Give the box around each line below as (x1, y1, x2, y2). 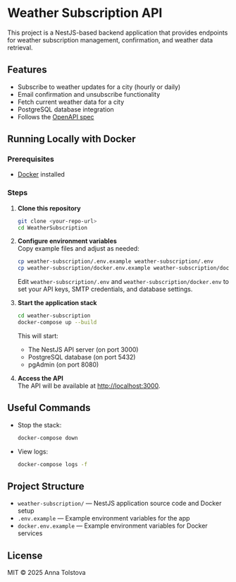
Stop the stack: (17, 420, 62, 429)
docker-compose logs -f (17, 461, 88, 468)
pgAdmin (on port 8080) (27, 360, 99, 369)
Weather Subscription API (7, 5, 163, 21)
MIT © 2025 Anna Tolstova (7, 569, 86, 577)
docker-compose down (17, 434, 78, 441)
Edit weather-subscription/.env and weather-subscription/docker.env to (17, 278, 229, 286)
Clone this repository (17, 203, 81, 213)
